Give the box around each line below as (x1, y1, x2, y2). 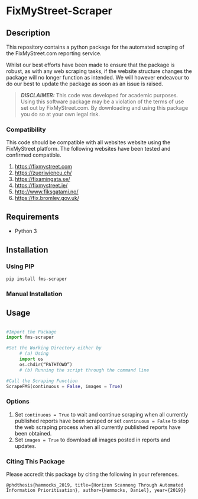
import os (19, 356, 44, 363)
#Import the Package (6, 329, 57, 335)
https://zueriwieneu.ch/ (14, 169, 72, 176)
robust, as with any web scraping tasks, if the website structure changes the (6, 68, 192, 75)
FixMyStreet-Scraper (6, 4, 112, 18)
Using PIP (6, 262, 34, 271)
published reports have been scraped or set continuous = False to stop (14, 417, 189, 424)
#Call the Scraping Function (6, 378, 78, 384)
